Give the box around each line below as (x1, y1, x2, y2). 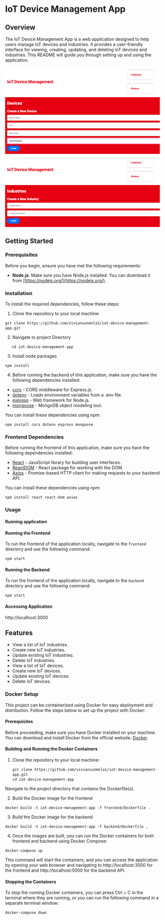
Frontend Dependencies (5, 434, 64, 441)
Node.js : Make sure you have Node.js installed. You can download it (12, 272, 151, 278)
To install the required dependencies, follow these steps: (5, 301, 120, 307)
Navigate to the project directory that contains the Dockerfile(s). (5, 786, 135, 792)
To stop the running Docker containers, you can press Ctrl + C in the (5, 889, 143, 896)
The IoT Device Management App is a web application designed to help (5, 36, 150, 42)
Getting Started (5, 237, 54, 245)
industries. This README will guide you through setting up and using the (5, 52, 152, 58)
